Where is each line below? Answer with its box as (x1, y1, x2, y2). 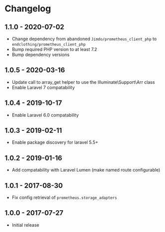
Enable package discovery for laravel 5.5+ (11, 139, 98, 145)
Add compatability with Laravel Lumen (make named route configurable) (11, 167, 161, 173)
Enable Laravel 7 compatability (11, 84, 75, 90)
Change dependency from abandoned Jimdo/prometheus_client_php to (11, 36, 157, 42)
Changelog (4, 3, 51, 14)
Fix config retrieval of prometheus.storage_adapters (11, 194, 117, 201)
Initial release (11, 222, 39, 228)
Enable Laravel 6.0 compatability (11, 112, 79, 118)
